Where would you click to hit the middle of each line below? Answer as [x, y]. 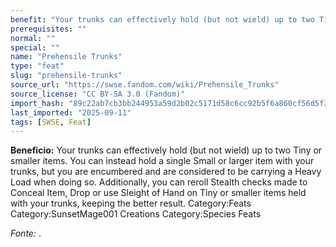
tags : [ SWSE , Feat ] [51, 122]
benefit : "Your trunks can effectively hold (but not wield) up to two [162, 19]
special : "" [35, 47]
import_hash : [37, 103]
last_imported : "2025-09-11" [71, 112]
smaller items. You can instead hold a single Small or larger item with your [162, 161]
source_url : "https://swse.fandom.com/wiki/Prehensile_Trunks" [145, 85]
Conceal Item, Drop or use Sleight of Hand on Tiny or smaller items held [158, 193]
